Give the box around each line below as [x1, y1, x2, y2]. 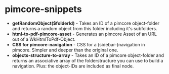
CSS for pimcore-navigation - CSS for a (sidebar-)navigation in [12, 41, 145, 47]
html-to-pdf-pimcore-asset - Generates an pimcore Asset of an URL [12, 31, 157, 37]
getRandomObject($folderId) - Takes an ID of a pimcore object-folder [12, 20, 160, 26]
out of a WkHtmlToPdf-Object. [12, 36, 76, 42]
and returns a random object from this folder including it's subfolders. [12, 25, 157, 31]
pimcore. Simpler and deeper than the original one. [12, 47, 118, 53]
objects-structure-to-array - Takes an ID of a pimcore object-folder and [12, 52, 164, 58]
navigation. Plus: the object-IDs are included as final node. [12, 63, 134, 69]
